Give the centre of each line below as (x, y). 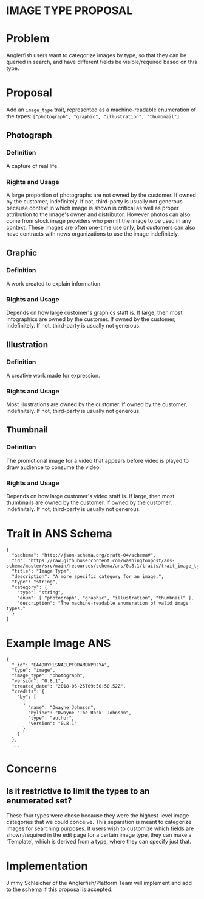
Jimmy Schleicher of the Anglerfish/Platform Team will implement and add (99, 883)
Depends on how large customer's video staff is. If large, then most (90, 496)
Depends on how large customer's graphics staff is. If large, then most (94, 313)
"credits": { (28, 691)
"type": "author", (51, 718)
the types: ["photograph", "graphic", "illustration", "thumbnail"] (93, 116)
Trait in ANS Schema (59, 534)
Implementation (47, 866)
